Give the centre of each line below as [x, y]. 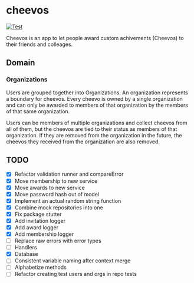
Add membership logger [44, 234]
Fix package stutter [38, 214]
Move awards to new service [50, 187]
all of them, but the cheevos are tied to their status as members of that [92, 129]
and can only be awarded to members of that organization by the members [97, 105]
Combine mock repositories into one [59, 208]
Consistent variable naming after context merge [73, 261]
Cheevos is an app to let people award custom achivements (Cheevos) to [95, 38]
